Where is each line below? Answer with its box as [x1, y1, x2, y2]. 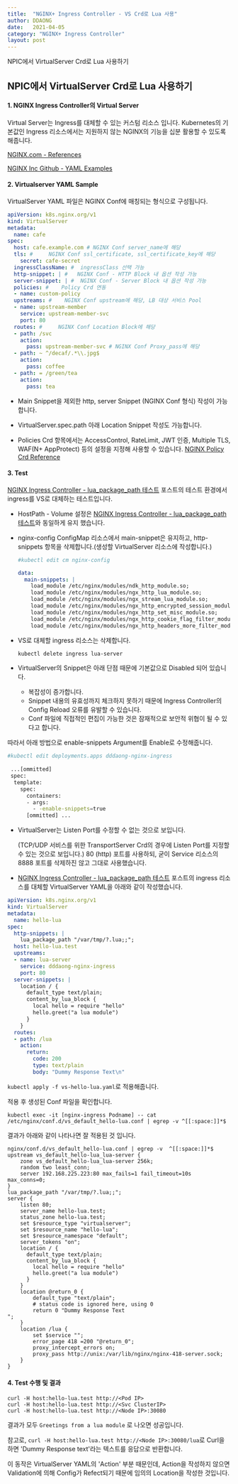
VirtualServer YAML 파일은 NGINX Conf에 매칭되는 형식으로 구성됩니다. [7, 197, 208, 205]
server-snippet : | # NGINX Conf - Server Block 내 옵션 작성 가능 [13, 277, 207, 284]
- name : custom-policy [13, 291, 81, 298]
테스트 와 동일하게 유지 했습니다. [17, 518, 105, 526]
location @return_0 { [20, 1288, 84, 1295]
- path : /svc [13, 330, 52, 337]
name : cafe [13, 231, 46, 238]
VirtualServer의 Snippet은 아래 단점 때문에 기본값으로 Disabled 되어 [17, 664, 208, 672]
